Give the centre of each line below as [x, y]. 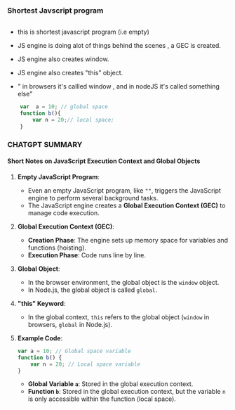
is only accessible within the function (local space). [102, 399]
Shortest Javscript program [55, 11]
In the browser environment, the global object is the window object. [123, 282]
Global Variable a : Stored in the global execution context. [110, 384]
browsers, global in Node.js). [70, 324]
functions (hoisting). [57, 248]
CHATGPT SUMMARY [45, 144]
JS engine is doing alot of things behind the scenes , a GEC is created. [119, 46]
